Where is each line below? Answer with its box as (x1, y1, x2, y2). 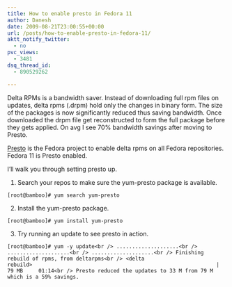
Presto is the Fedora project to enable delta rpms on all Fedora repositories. (7, 144, 224, 152)
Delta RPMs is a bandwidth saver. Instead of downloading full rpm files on (7, 93, 219, 101)
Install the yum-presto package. (17, 204, 109, 212)
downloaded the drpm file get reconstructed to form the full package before (7, 115, 225, 124)
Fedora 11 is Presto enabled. (7, 151, 88, 160)
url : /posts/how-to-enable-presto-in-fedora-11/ (7, 29, 151, 37)
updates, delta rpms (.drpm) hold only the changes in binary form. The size (7, 101, 223, 109)
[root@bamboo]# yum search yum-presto (7, 192, 120, 199)
